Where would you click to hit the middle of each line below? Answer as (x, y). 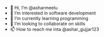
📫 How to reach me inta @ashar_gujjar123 (55, 29)
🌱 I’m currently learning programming (49, 18)
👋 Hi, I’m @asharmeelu (34, 8)
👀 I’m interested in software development (53, 13)
